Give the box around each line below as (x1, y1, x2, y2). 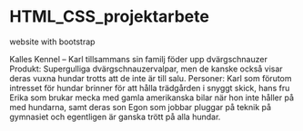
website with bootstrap (9, 36, 96, 47)
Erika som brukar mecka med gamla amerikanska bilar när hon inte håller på (9, 92, 294, 103)
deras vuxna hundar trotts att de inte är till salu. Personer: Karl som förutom (9, 72, 293, 83)
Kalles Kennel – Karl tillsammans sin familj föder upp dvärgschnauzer (9, 53, 268, 64)
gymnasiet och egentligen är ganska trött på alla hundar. (9, 111, 221, 122)
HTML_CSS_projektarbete (9, 6, 209, 27)
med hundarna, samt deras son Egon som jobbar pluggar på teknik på (9, 101, 271, 112)
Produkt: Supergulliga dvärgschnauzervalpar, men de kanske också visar (9, 63, 284, 74)
